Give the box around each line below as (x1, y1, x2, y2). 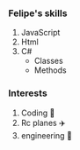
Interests (8, 87, 47, 99)
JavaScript (20, 28, 61, 38)
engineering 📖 (20, 130, 72, 140)
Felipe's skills (8, 7, 68, 20)
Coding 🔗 (20, 107, 55, 118)
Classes (33, 56, 63, 67)
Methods (33, 65, 67, 75)
